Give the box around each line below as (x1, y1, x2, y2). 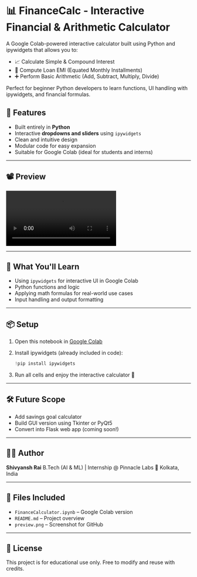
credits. (6, 565, 25, 572)
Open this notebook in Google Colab (14, 338, 103, 345)
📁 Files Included (6, 493, 66, 503)
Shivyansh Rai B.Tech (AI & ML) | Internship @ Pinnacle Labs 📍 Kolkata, (6, 463, 179, 471)
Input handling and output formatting (14, 296, 104, 303)
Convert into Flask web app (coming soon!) (14, 425, 119, 432)
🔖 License (6, 543, 43, 553)
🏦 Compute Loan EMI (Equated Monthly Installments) (14, 66, 142, 74)
